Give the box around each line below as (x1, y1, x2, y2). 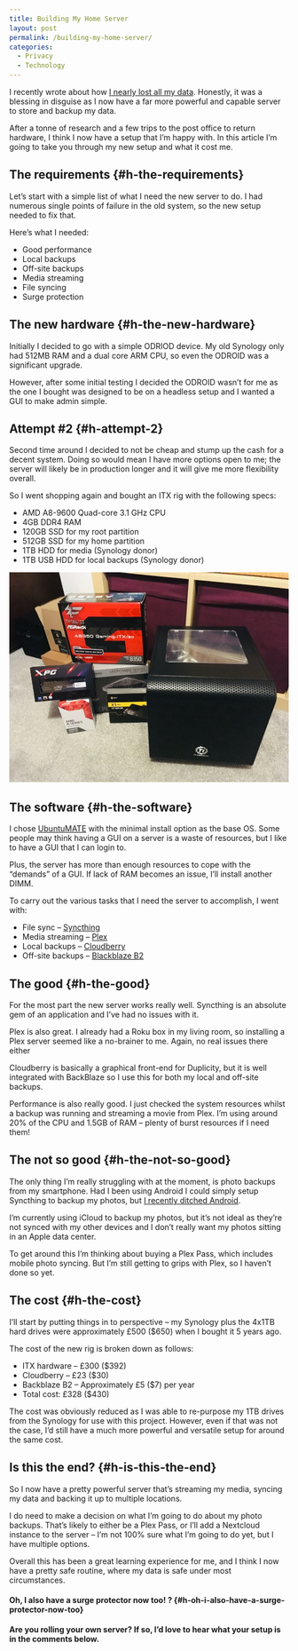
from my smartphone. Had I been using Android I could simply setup (9, 1186, 259, 1196)
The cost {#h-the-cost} (9, 1293, 142, 1308)
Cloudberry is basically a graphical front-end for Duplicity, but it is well (9, 1062, 268, 1074)
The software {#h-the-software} (9, 799, 193, 814)
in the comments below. (9, 1633, 99, 1644)
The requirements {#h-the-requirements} (9, 167, 245, 182)
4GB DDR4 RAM (21, 517, 82, 528)
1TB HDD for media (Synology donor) (21, 545, 158, 556)
